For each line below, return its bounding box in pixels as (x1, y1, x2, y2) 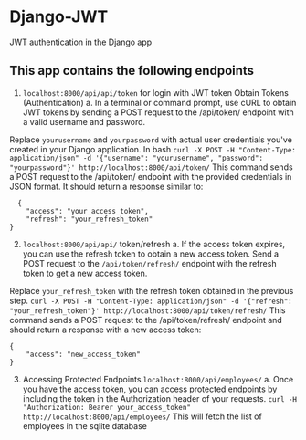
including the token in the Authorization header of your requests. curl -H (22, 393, 298, 403)
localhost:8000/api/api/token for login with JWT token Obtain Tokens (22, 87, 290, 98)
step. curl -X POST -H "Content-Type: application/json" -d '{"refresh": (9, 295, 292, 306)
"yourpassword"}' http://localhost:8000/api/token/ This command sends (9, 162, 294, 173)
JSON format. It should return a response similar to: (9, 181, 204, 192)
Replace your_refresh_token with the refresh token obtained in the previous (9, 285, 294, 296)
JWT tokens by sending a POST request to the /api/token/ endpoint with (22, 107, 294, 118)
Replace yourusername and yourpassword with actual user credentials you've (9, 134, 292, 145)
